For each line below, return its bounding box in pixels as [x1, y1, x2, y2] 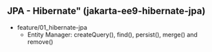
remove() [27, 37, 54, 46]
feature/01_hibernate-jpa [16, 23, 88, 31]
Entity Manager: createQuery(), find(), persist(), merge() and [27, 30, 198, 38]
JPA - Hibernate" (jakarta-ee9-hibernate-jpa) [7, 5, 206, 17]
